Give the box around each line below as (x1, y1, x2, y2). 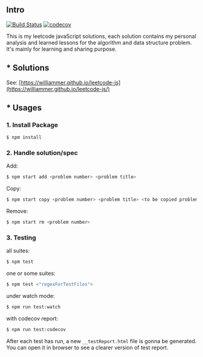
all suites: (6, 247, 30, 254)
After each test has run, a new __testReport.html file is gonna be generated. (6, 337, 197, 344)
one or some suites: (6, 270, 56, 277)
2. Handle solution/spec (6, 149, 79, 157)
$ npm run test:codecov (6, 327, 66, 333)
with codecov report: (6, 315, 59, 322)
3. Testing (6, 233, 36, 242)
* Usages (6, 103, 42, 113)
